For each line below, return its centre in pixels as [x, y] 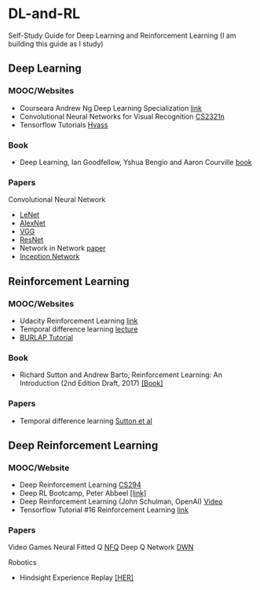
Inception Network [49, 257]
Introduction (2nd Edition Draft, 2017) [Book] [91, 383]
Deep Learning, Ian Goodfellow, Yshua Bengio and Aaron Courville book [136, 162]
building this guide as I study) [56, 43]
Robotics [22, 563]
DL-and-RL [44, 14]
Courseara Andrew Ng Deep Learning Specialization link [111, 108]
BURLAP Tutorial [46, 337]
